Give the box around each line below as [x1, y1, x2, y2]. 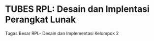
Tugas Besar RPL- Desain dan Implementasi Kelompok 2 [5, 30, 119, 36]
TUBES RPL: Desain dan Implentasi [5, 3, 150, 15]
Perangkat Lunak [5, 14, 76, 25]
